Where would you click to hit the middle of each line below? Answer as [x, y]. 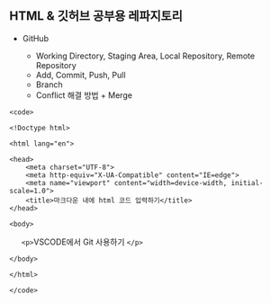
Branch [49, 85]
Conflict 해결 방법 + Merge [84, 95]
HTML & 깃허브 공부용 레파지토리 [96, 16]
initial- [247, 183]
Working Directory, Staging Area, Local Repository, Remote [145, 56]
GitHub [36, 38]
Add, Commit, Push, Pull [81, 75]
